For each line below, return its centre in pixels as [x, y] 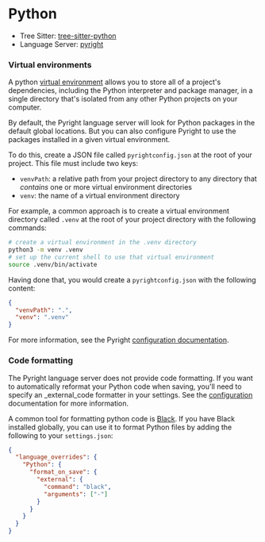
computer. [25, 107]
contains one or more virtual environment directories [106, 187]
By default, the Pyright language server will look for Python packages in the [132, 123]
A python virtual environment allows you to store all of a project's [115, 82]
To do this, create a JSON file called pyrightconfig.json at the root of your [130, 155]
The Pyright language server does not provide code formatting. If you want [131, 378]
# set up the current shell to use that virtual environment [111, 257]
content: [22, 288]
